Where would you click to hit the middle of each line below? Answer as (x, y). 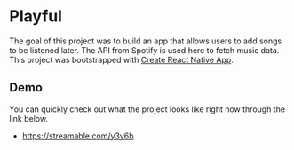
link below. (29, 118)
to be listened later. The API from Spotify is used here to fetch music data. (144, 50)
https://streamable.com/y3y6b (78, 136)
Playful (36, 16)
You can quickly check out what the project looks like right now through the (147, 109)
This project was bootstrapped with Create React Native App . (121, 59)
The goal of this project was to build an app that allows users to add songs (146, 41)
